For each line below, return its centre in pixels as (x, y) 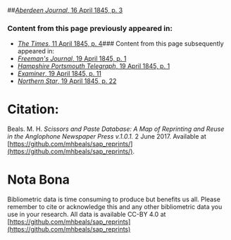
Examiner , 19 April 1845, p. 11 (60, 74)
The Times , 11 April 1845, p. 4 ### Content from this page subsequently (120, 44)
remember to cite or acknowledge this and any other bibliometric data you (115, 207)
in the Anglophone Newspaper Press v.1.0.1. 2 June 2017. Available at (107, 137)
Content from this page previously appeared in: (90, 28)
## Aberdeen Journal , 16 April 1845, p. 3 (65, 10)
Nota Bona (39, 180)
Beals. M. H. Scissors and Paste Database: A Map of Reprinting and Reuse (116, 129)
